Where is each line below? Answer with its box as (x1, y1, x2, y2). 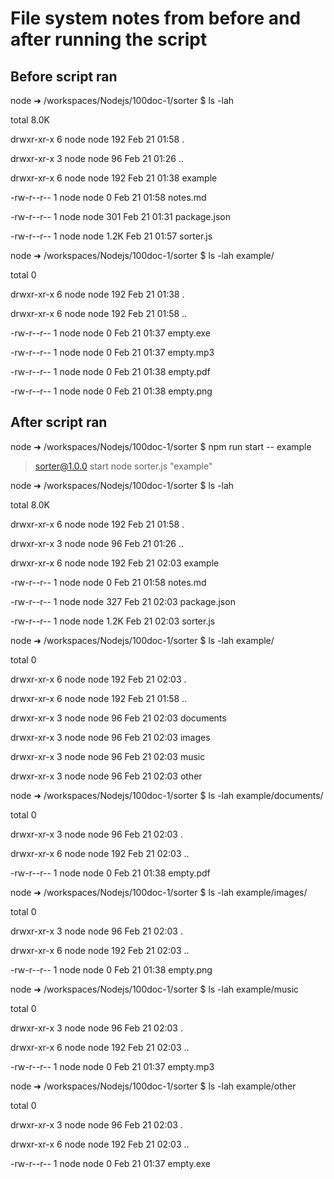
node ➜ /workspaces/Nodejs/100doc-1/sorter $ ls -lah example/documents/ (10, 789, 324, 801)
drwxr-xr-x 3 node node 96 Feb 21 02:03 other (10, 770, 203, 782)
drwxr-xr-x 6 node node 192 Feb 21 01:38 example (10, 172, 218, 184)
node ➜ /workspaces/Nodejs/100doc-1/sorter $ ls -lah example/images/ (10, 886, 308, 898)
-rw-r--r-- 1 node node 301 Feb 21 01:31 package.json (10, 211, 232, 222)
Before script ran (10, 68, 118, 85)
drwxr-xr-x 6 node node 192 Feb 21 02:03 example (10, 557, 220, 569)
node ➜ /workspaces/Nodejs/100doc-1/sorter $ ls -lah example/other (10, 1080, 297, 1092)
